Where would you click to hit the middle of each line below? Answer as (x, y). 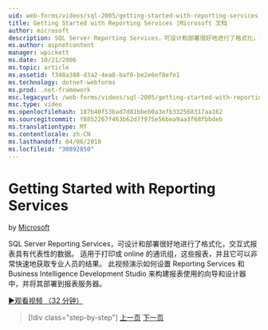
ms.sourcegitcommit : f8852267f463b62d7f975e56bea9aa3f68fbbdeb (116, 120)
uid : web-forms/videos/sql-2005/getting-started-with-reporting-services (134, 16)
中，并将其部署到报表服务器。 (57, 284)
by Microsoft (29, 227)
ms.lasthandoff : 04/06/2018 (55, 141)
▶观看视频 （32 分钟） (46, 301)
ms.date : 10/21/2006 (43, 61)
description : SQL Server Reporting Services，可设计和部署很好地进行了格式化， (134, 38)
